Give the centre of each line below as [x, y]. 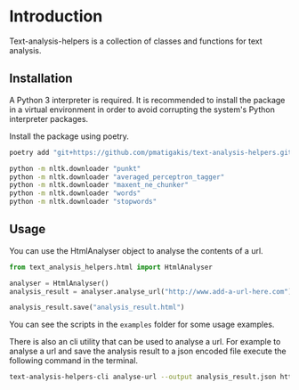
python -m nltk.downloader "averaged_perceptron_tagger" [117, 177]
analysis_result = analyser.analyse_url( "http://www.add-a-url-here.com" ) [151, 291]
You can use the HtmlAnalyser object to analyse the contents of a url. [137, 250]
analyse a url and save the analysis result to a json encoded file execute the [148, 351]
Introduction [56, 16]
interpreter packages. [49, 118]
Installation [41, 79]
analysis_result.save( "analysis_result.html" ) [97, 308]
